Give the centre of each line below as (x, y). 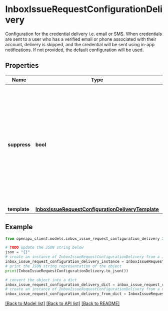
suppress (19, 144)
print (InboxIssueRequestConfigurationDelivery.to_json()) (67, 271)
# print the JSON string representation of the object (63, 266)
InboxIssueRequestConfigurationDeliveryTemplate (97, 209)
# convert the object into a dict (41, 280)
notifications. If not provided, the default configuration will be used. (74, 50)
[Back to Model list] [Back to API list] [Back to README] (62, 303)
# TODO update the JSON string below (44, 248)
